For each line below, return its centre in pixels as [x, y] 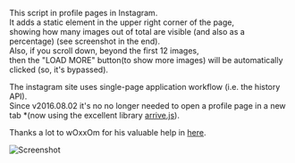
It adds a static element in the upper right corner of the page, [122, 22]
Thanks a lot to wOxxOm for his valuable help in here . [108, 132]
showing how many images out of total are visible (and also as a [127, 32]
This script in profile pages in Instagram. [84, 13]
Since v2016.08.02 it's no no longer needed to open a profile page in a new [147, 106]
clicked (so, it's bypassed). [59, 69]
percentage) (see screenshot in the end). [85, 41]
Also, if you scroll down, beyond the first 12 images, [104, 51]
